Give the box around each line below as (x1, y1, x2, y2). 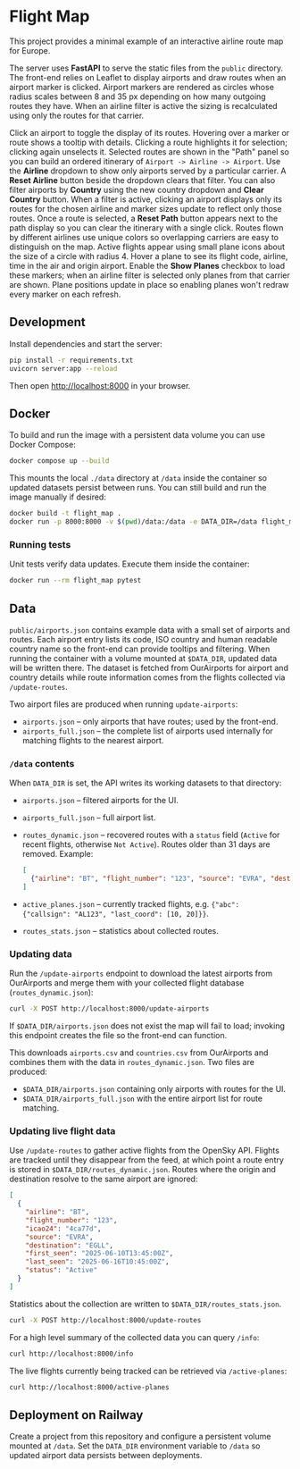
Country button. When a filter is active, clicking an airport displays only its (9, 194, 283, 205)
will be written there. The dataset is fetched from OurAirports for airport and (9, 662, 288, 673)
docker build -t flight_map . (9, 509, 122, 518)
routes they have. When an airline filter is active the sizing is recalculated (9, 100, 279, 111)
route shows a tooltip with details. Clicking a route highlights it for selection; (9, 137, 288, 147)
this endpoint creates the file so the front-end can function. (9, 1030, 228, 1041)
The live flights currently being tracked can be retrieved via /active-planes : (9, 1365, 287, 1376)
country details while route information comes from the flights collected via (9, 672, 286, 683)
